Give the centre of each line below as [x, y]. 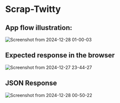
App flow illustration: [39, 28]
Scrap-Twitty [33, 9]
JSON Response [31, 83]
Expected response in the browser [60, 55]
